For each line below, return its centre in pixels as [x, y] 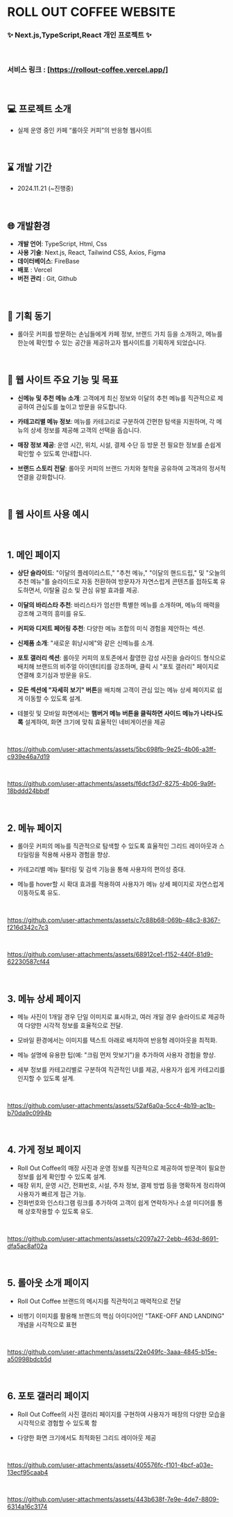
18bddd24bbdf [28, 791]
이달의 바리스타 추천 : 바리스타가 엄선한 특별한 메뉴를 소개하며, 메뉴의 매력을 [119, 605]
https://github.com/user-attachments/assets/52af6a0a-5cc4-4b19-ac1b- [111, 1106]
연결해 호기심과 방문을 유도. [54, 675]
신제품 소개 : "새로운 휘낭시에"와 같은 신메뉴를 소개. [86, 643]
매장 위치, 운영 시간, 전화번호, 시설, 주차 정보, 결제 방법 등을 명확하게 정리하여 [121, 1185]
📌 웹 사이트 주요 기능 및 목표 [63, 380]
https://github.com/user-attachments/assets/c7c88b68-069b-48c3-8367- [114, 920]
